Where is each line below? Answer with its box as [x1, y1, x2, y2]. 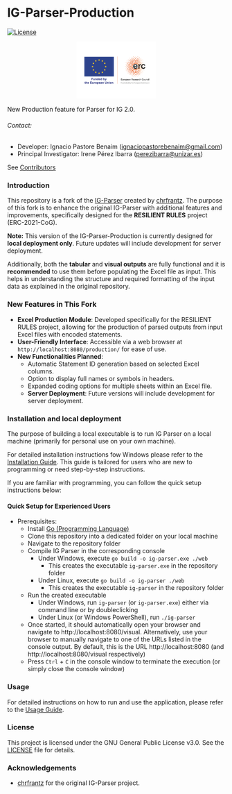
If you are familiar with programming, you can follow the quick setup [7, 479, 202, 487]
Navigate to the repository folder [27, 539, 121, 548]
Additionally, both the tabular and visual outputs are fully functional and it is [7, 260, 226, 269]
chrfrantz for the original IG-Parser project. [17, 779, 141, 787]
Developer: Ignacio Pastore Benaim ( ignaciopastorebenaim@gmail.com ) [17, 142, 223, 151]
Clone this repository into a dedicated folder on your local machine [27, 532, 218, 541]
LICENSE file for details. [7, 745, 75, 754]
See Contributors [7, 163, 56, 171]
